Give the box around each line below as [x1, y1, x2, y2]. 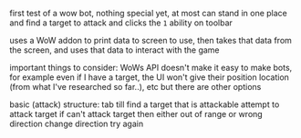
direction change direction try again [9, 118, 144, 129]
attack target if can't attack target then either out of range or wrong [9, 109, 263, 119]
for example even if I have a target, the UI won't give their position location [9, 72, 290, 83]
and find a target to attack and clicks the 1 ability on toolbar [9, 17, 233, 28]
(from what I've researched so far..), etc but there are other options [9, 82, 262, 92]
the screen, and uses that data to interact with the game [9, 44, 221, 55]
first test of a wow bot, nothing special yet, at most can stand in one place [9, 8, 287, 18]
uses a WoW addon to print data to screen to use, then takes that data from [9, 35, 292, 45]
